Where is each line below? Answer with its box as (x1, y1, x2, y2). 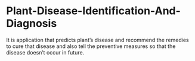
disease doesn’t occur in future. (6, 49, 85, 56)
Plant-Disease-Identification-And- (6, 4, 181, 18)
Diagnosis (6, 17, 57, 30)
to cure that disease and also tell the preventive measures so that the (6, 43, 176, 50)
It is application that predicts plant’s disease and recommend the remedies (6, 36, 189, 43)
